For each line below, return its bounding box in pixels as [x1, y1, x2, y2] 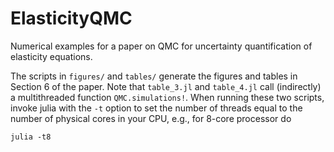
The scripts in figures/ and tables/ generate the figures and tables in [10, 70, 298, 82]
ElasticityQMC [10, 7, 133, 30]
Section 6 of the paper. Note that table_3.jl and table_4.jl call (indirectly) [10, 80, 322, 92]
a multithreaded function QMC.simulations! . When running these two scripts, [10, 91, 325, 103]
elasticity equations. [10, 50, 93, 62]
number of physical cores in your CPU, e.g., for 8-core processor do [10, 112, 292, 124]
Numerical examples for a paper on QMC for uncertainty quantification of [10, 40, 313, 52]
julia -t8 [10, 132, 52, 142]
